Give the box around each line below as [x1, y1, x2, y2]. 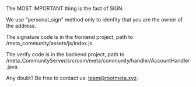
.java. [6, 63, 19, 70]
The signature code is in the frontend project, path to [6, 34, 133, 40]
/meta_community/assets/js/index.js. [6, 40, 94, 46]
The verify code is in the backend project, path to [6, 51, 125, 57]
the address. [6, 23, 36, 29]
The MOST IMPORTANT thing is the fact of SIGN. [6, 5, 124, 12]
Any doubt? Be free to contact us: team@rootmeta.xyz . [6, 75, 138, 81]
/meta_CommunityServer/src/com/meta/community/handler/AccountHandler [6, 57, 190, 64]
